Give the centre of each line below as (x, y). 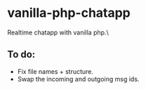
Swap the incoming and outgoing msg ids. (78, 79)
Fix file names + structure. (55, 71)
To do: (21, 54)
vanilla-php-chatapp (69, 13)
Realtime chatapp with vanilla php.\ (58, 32)
